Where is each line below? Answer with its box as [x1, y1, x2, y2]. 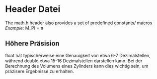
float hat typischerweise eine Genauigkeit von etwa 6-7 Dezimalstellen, [5, 52, 151, 58]
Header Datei [5, 3, 61, 15]
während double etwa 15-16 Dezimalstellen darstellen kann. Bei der [5, 58, 143, 64]
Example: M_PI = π [5, 25, 44, 31]
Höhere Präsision [5, 39, 60, 48]
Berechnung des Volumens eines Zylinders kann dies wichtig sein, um [5, 63, 149, 69]
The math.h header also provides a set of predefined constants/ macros [5, 20, 153, 26]
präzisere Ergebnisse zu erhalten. [5, 68, 75, 74]
